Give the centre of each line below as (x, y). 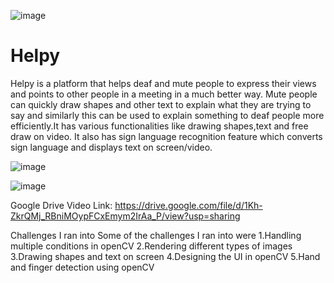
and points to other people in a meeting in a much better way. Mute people (164, 94)
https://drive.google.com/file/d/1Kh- (188, 205)
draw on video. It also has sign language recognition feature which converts (166, 136)
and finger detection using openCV (82, 267)
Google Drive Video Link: (61, 205)
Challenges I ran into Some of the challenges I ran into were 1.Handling (156, 235)
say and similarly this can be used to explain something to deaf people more (167, 115)
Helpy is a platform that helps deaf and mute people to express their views (163, 83)
